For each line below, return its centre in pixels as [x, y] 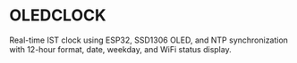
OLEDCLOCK [58, 16]
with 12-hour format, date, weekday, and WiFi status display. [120, 49]
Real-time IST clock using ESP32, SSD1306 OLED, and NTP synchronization [149, 40]
